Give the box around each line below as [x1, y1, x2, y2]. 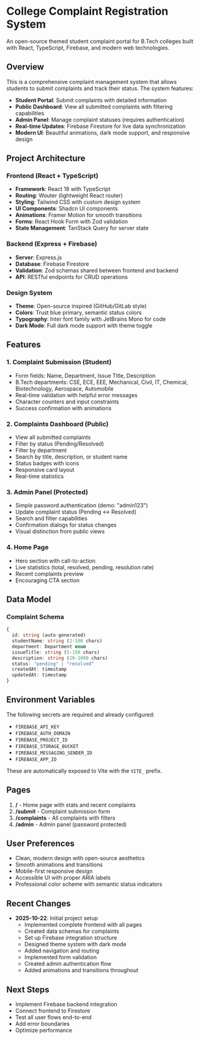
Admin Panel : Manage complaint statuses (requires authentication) [15, 116, 185, 123]
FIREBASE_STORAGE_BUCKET [15, 743, 79, 749]
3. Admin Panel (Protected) [6, 488, 89, 496]
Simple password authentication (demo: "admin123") [15, 502, 149, 509]
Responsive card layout [15, 466, 75, 474]
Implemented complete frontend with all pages [24, 921, 143, 929]
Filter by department [15, 447, 67, 454]
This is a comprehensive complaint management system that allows [6, 78, 177, 85]
